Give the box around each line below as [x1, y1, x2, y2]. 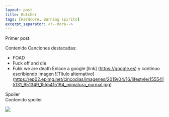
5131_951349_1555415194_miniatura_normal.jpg [12, 82, 111, 88]
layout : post [5, 7, 33, 13]
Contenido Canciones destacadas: [5, 45, 77, 51]
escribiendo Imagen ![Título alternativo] [12, 71, 95, 77]
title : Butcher [5, 12, 37, 17]
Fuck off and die [12, 60, 47, 66]
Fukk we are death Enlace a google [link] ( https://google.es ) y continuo [12, 66, 160, 72]
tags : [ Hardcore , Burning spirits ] [5, 17, 80, 22]
